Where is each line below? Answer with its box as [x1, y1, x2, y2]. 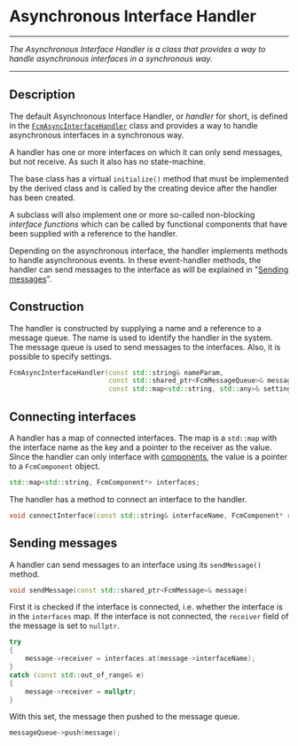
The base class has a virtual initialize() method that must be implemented [9, 173, 289, 183]
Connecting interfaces [9, 409, 137, 424]
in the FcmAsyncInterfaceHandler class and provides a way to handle [9, 120, 259, 130]
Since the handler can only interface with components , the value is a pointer [9, 452, 288, 462]
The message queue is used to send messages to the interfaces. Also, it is [9, 341, 281, 352]
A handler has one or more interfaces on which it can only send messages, [9, 146, 283, 157]
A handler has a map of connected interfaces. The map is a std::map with [9, 432, 278, 443]
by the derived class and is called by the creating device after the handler [9, 183, 278, 193]
